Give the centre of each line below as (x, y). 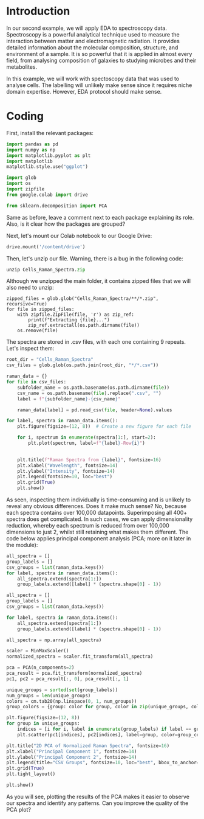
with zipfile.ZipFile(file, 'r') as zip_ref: (76, 315)
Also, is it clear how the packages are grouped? (66, 224)
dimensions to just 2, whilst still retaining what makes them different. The (97, 532)
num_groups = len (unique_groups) (49, 695)
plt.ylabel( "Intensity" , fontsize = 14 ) (66, 471)
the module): (22, 545)
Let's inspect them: (30, 349)
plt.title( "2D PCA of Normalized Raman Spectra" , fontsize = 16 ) (88, 746)
